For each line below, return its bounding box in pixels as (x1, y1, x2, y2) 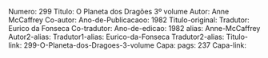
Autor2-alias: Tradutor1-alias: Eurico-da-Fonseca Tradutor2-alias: (8, 32, 225, 41)
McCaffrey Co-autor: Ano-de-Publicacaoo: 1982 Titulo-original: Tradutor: (8, 15, 250, 25)
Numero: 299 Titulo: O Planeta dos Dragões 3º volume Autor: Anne (8, 7, 230, 16)
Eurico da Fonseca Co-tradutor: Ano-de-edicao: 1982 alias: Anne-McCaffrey (8, 24, 261, 33)
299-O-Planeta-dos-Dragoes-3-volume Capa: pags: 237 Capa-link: (23, 41, 246, 50)
